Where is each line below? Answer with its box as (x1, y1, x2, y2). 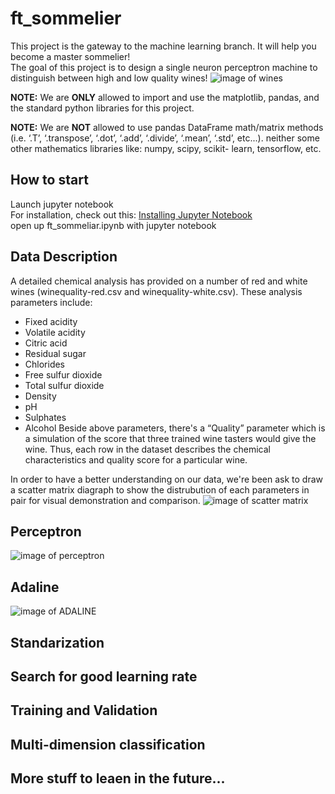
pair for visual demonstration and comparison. (10, 494, 201, 506)
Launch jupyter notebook (10, 198, 114, 210)
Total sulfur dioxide (24, 379, 105, 391)
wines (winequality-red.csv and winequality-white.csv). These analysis (10, 285, 303, 297)
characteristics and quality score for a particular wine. (24, 453, 248, 466)
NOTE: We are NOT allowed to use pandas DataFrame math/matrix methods (10, 121, 324, 133)
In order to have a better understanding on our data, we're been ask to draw (10, 473, 323, 485)
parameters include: (10, 296, 93, 308)
